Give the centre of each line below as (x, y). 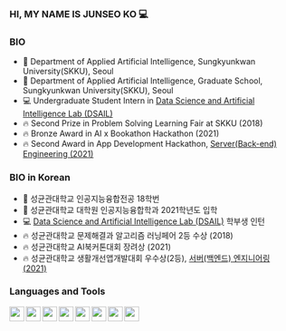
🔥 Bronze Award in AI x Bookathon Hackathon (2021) (121, 133)
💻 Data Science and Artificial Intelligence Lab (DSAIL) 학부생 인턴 (143, 221)
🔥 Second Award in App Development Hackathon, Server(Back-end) (150, 144)
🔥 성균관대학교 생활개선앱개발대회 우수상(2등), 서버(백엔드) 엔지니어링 (146, 258)
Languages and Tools (57, 291)
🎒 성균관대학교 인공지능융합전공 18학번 (91, 199)
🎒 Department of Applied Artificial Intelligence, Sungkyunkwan (139, 62)
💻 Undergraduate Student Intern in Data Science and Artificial (138, 101)
